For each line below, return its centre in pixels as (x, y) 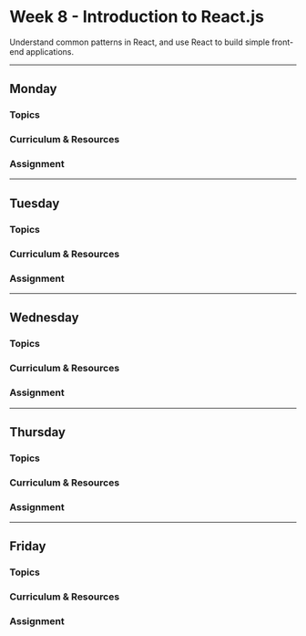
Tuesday (35, 203)
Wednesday (44, 318)
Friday (28, 546)
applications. (50, 51)
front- (283, 42)
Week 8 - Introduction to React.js (137, 17)
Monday (33, 89)
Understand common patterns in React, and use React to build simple (140, 42)
